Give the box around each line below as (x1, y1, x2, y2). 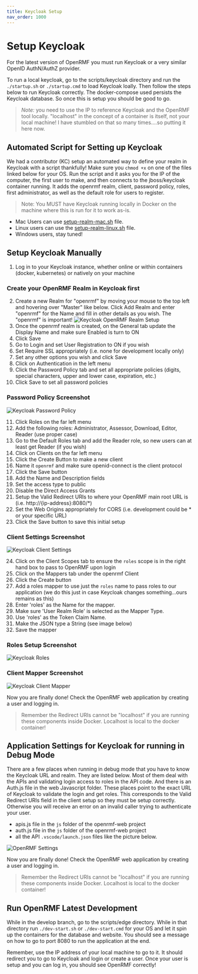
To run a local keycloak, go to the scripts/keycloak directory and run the (6, 76, 181, 83)
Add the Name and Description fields (15, 474, 105, 481)
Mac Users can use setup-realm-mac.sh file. (15, 218, 124, 225)
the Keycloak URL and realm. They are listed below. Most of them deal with (6, 772, 188, 779)
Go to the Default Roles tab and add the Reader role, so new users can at (15, 437, 192, 444)
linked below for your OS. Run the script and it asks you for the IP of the (6, 170, 180, 178)
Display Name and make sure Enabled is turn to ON (15, 329, 140, 336)
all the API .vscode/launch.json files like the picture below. (15, 833, 157, 841)
